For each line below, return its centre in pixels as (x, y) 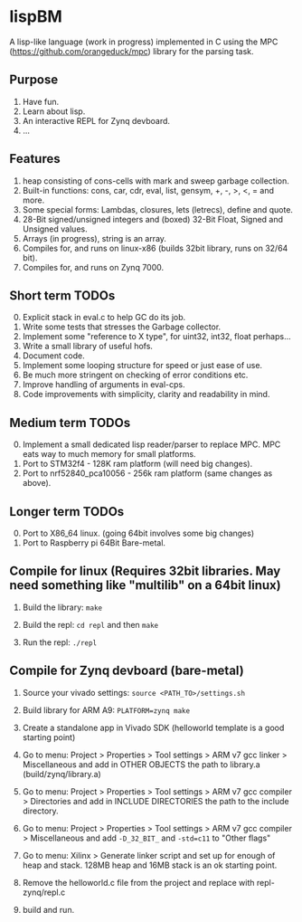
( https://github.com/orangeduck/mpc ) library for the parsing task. (132, 51)
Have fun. (41, 101)
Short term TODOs (62, 295)
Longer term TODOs (67, 512)
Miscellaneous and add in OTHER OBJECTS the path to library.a (141, 764)
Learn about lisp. (54, 111)
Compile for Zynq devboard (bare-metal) (127, 671)
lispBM (36, 17)
